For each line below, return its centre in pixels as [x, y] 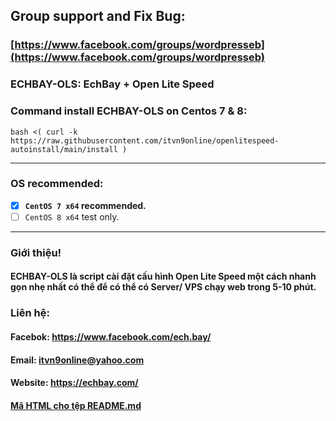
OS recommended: [57, 184]
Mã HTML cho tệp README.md [76, 405]
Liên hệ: [30, 313]
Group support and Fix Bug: [98, 16]
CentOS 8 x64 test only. [72, 216]
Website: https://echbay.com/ [74, 383]
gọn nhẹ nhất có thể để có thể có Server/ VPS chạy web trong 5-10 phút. [163, 287]
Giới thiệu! [36, 252]
